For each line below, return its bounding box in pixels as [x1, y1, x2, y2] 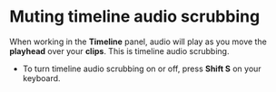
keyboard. [22, 72, 61, 83]
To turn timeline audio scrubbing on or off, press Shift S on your [22, 63, 261, 74]
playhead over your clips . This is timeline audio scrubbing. [9, 45, 230, 56]
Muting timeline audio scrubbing [9, 6, 261, 27]
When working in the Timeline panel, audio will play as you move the [9, 36, 268, 47]
